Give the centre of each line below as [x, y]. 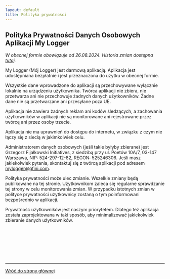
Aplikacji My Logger [37, 43]
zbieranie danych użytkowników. [39, 220]
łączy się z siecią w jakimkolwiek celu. [45, 137]
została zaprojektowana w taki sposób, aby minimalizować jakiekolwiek [79, 215]
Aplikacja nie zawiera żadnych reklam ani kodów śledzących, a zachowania [84, 111]
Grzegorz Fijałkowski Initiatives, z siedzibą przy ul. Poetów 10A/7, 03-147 [81, 153]
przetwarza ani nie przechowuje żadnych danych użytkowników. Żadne [80, 96]
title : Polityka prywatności [36, 15]
